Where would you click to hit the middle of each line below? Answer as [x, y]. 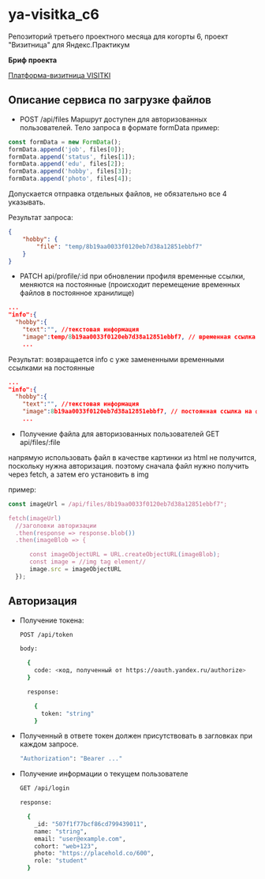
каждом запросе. [49, 744]
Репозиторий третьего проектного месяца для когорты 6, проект [118, 36]
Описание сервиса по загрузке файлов [110, 100]
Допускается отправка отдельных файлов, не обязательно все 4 [118, 194]
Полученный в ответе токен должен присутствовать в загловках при [136, 736]
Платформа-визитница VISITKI [60, 75]
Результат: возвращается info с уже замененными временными [116, 359]
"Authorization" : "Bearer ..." [71, 759]
